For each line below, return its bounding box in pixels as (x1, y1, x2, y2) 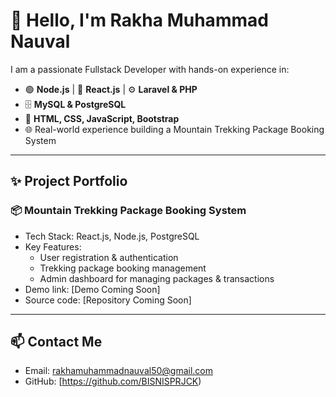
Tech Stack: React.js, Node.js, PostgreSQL (24, 230, 200, 242)
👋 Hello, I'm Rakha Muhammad (10, 9, 269, 32)
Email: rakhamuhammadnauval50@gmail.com (24, 365, 213, 377)
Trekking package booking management (39, 262, 207, 274)
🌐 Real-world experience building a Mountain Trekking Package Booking (24, 123, 325, 135)
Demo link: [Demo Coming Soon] (24, 283, 161, 295)
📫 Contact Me (10, 334, 103, 351)
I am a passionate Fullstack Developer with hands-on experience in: (10, 63, 290, 75)
